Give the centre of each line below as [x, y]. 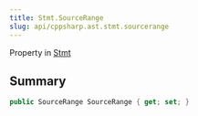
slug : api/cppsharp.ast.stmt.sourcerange [89, 26]
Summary [38, 81]
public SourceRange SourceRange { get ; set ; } [99, 102]
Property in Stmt [40, 52]
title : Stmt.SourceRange [57, 18]
